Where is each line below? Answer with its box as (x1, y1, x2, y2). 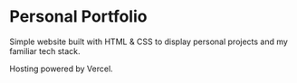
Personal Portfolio (9, 6, 148, 27)
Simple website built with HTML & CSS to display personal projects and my (9, 36, 288, 47)
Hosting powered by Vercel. (9, 63, 113, 74)
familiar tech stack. (9, 45, 81, 56)
